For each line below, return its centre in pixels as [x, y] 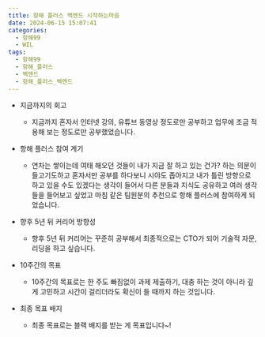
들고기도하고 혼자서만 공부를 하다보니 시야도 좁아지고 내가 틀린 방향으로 [141, 175]
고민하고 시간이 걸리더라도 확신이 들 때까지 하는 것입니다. [128, 291]
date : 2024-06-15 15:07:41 [53, 23]
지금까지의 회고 [43, 105]
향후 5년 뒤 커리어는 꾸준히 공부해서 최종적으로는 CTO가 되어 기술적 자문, [144, 238]
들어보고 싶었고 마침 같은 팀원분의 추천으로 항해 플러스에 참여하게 [147, 195]
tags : [17, 52]
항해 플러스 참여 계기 [51, 148]
